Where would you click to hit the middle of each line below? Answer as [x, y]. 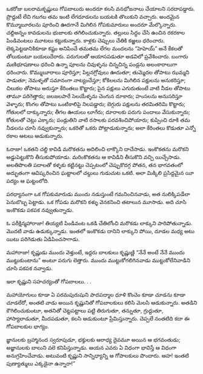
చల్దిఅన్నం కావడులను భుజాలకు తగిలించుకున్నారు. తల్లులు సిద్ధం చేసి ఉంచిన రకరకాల [96, 32]
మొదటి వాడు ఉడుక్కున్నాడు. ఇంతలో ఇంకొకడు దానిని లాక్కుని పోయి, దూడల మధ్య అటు [101, 231]
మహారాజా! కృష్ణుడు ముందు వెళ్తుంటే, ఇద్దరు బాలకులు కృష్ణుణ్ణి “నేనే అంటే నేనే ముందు [95, 252]
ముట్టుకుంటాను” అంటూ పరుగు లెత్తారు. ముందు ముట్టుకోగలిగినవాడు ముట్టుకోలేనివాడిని [98, 260]
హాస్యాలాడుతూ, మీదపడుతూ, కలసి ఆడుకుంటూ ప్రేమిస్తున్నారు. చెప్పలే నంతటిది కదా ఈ [98, 318]
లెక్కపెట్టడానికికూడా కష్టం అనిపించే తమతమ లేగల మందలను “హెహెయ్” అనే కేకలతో [95, 48]
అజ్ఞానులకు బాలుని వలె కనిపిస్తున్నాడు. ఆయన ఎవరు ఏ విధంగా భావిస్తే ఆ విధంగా [92, 348]
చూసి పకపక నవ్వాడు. [29, 268]
